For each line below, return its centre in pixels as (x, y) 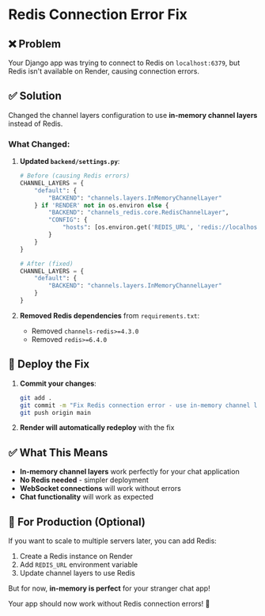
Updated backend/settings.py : (70, 162)
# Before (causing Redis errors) (75, 176)
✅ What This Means (58, 452)
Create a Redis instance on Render (76, 557)
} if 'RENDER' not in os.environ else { (102, 205)
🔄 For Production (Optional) (77, 521)
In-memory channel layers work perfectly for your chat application (129, 472)
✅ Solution (35, 96)
